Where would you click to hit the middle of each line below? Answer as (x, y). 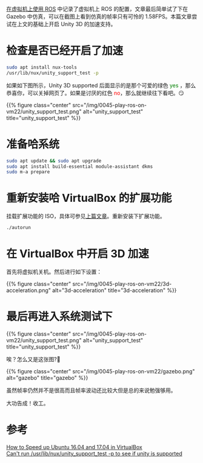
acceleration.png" (29, 290)
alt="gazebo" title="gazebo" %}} (47, 378)
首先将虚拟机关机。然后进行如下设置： (54, 272)
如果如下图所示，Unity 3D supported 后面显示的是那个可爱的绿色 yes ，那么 (101, 85)
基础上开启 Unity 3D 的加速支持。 (74, 24)
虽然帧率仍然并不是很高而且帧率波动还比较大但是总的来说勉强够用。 (91, 390)
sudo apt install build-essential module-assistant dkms (80, 166)
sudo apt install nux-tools (42, 67)
